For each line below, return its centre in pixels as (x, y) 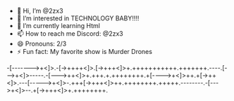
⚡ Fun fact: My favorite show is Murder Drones (85, 52)
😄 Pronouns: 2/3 (42, 43)
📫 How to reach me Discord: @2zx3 (70, 34)
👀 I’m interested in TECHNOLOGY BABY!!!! (78, 18)
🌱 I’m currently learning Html (58, 26)
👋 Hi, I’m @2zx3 (40, 11)
